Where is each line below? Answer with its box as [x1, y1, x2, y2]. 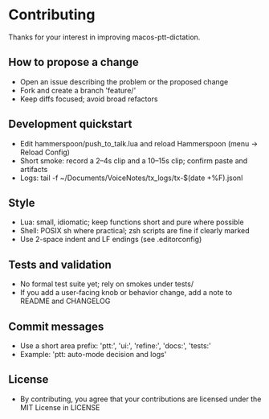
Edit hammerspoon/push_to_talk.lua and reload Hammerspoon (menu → [19, 138, 259, 148]
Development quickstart [8, 117, 132, 131]
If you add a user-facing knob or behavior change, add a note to [19, 288, 233, 298]
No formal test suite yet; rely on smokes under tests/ [19, 279, 194, 289]
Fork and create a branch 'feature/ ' [19, 85, 137, 95]
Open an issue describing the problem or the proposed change [19, 76, 229, 86]
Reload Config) [19, 147, 71, 157]
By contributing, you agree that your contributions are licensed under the [19, 394, 262, 404]
